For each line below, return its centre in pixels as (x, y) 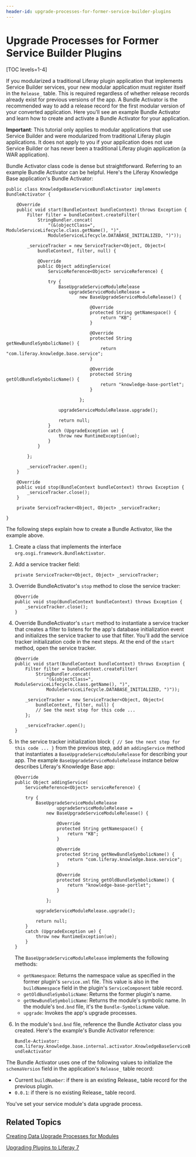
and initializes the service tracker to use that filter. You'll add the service (102, 635)
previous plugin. (34, 1086)
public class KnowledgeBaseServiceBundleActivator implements (83, 189)
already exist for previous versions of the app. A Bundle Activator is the (92, 99)
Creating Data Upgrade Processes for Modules (62, 1136)
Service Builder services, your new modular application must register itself (96, 87)
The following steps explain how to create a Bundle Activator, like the (89, 529)
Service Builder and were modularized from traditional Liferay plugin (88, 136)
